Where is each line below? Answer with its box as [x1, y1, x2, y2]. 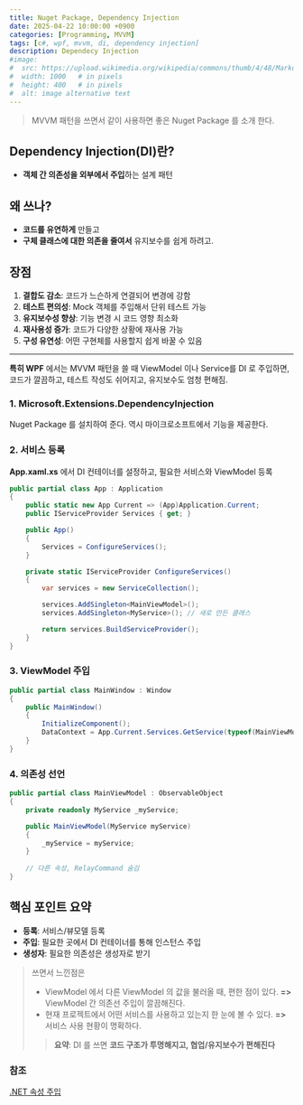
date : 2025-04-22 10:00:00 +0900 [9, 22, 135, 31]
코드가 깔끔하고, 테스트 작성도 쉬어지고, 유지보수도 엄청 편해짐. [9, 374, 228, 385]
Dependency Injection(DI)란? [9, 144, 175, 159]
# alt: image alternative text [9, 89, 131, 98]
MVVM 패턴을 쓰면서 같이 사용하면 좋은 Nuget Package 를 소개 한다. [31, 115, 275, 126]
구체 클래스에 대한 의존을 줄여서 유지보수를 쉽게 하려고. [22, 236, 215, 247]
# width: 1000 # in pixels [9, 72, 124, 81]
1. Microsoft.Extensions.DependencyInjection [9, 397, 215, 409]
